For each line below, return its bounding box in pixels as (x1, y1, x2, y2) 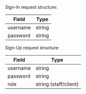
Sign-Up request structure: (5, 45, 60, 51)
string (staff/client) (35, 81, 79, 88)
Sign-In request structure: (5, 4, 57, 10)
